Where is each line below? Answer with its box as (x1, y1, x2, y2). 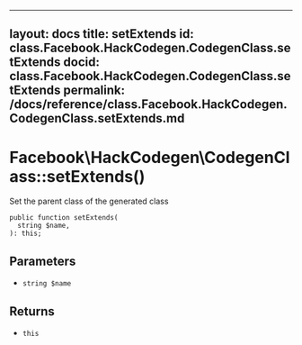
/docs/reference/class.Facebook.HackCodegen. (9, 96, 288, 113)
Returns (9, 304, 56, 319)
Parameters (9, 253, 76, 268)
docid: (63, 55, 101, 70)
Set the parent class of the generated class (9, 195, 169, 207)
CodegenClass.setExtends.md (9, 111, 185, 126)
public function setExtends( (9, 213, 119, 222)
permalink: (63, 83, 126, 98)
